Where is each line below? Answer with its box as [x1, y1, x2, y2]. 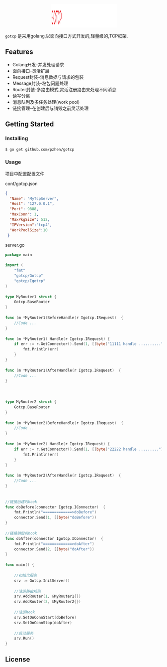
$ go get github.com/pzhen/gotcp [5, 147, 75, 152]
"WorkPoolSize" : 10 [9, 227, 48, 233]
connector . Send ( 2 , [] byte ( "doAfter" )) [14, 546, 94, 552]
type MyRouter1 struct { [5, 294, 57, 299]
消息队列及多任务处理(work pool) [12, 99, 80, 105]
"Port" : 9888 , [9, 206, 39, 212]
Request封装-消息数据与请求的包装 [12, 74, 84, 80]
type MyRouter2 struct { [5, 399, 57, 405]
